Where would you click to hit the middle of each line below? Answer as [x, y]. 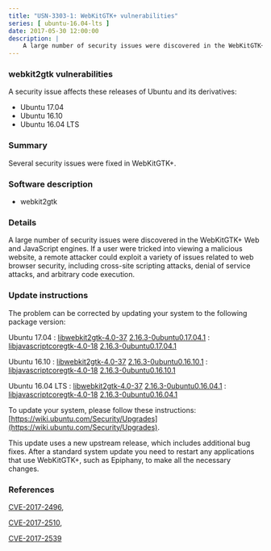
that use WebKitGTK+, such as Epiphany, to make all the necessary [120, 460]
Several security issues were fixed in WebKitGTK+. [92, 163]
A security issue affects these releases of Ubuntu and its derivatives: [123, 92]
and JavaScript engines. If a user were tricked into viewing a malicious [126, 249]
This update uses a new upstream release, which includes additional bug [129, 443]
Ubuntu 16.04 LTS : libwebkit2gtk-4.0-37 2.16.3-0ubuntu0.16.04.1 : [117, 385]
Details [23, 222]
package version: [37, 322]
